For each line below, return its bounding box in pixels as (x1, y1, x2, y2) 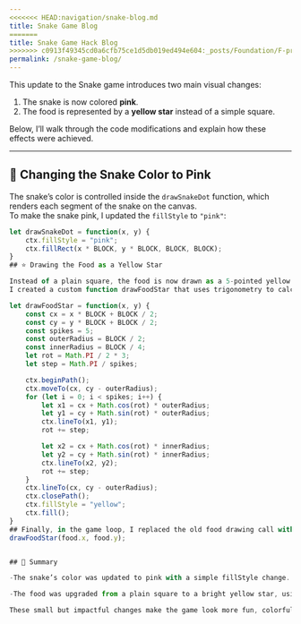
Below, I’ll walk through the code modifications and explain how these (9, 124, 267, 134)
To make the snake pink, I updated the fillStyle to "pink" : (9, 209, 227, 220)
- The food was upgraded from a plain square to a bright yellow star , (9, 590, 279, 599)
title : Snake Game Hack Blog (9, 38, 118, 47)
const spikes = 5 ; (25, 326, 94, 336)
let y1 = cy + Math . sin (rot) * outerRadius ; (41, 409, 211, 418)
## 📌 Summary (9, 557, 58, 567)
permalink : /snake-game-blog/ (9, 55, 123, 64)
